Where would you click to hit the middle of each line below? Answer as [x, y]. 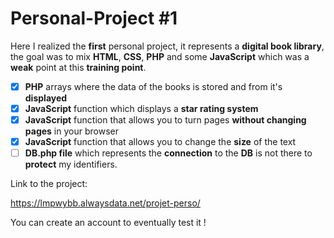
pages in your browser [71, 131]
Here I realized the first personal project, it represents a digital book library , [167, 46]
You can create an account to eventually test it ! [108, 223]
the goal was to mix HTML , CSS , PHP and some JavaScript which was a [160, 56]
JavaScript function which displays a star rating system [141, 108]
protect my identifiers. [71, 164]
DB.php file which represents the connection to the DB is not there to [168, 153]
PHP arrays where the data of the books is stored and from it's [153, 86]
